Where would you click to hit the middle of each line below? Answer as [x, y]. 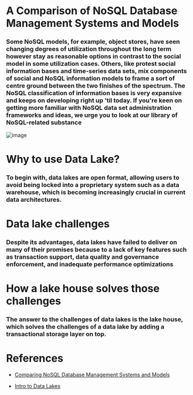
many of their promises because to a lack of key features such [97, 249]
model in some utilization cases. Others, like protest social [91, 64]
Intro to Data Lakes [37, 386]
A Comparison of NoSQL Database [92, 11]
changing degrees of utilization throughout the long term [89, 49]
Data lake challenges [58, 224]
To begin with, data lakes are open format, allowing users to [93, 178]
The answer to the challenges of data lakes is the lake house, [95, 319]
